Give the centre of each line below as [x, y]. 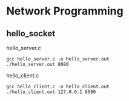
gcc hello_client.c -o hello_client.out [58, 86]
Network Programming [65, 11]
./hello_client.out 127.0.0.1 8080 [51, 92]
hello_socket [31, 34]
